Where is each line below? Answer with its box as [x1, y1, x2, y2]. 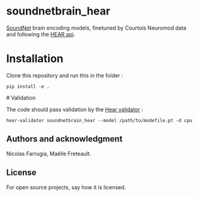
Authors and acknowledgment [6, 134, 123, 144]
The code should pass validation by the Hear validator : [6, 106, 143, 113]
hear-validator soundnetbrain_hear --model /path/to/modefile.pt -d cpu [6, 117, 193, 123]
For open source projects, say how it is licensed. [6, 183, 126, 191]
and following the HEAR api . [6, 30, 75, 37]
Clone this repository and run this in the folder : [6, 71, 123, 79]
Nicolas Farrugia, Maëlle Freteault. [6, 150, 91, 157]
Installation [6, 52, 64, 66]
